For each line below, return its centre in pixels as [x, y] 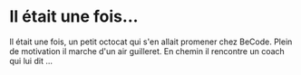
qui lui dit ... [31, 61]
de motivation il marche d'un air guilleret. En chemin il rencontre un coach [147, 51]
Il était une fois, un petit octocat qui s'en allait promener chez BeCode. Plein [151, 42]
